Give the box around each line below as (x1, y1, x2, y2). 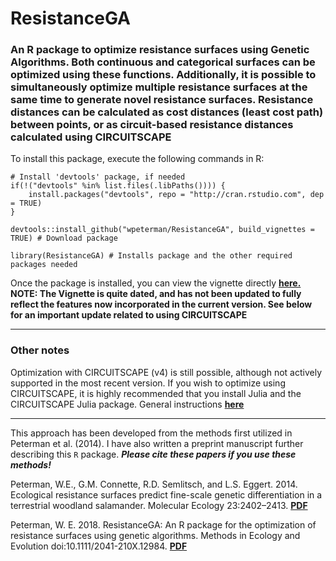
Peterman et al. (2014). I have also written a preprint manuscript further (10, 437, 304, 449)
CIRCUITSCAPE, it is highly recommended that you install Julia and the (10, 387, 302, 399)
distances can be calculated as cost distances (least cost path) (10, 105, 324, 119)
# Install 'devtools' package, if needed (10, 172, 186, 182)
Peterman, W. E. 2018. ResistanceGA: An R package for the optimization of (10, 518, 317, 531)
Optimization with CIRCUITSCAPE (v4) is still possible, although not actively (10, 366, 323, 378)
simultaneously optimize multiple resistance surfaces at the (10, 80, 308, 94)
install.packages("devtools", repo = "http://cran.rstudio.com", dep (28, 190, 325, 200)
